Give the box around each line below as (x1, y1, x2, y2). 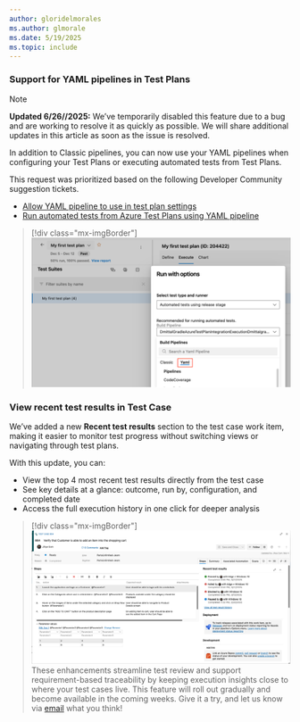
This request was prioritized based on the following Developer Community (9, 174, 283, 185)
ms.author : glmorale (9, 23, 87, 33)
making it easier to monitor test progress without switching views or (9, 431, 259, 442)
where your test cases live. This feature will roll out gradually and (30, 684, 271, 695)
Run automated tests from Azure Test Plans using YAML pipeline (21, 210, 260, 220)
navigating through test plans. (9, 440, 119, 451)
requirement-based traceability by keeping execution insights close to (30, 675, 288, 685)
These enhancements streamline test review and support (30, 665, 241, 676)
